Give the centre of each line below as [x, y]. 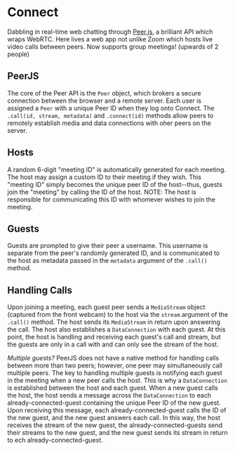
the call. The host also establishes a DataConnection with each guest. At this [116, 329]
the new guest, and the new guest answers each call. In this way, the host [114, 418]
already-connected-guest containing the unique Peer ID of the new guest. [114, 403]
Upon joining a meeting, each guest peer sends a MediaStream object [106, 307]
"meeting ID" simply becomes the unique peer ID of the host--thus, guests [115, 184]
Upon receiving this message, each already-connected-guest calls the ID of [117, 410]
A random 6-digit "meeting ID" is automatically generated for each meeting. [117, 169]
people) [19, 54]
